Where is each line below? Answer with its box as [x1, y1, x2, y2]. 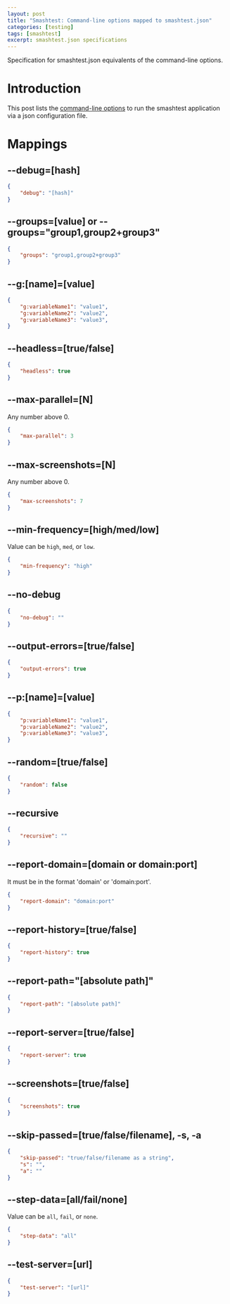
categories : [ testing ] [7, 23, 74, 30]
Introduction [7, 80, 82, 97]
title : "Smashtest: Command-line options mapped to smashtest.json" [7, 17, 212, 24]
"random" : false [20, 781, 68, 788]
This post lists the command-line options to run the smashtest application [7, 104, 220, 113]
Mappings [7, 136, 68, 152]
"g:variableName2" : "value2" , [20, 310, 109, 317]
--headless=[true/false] [7, 342, 115, 354]
